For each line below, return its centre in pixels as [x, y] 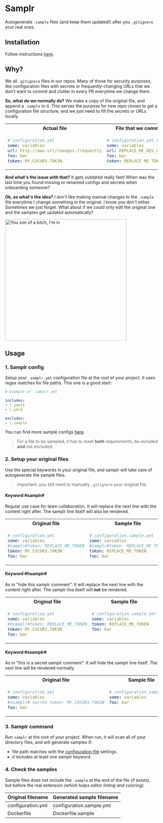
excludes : [15, 418]
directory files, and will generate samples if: [49, 742]
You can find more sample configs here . [45, 432]
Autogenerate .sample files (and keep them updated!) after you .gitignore [79, 22]
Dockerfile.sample [73, 813]
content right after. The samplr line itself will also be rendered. [67, 511]
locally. [12, 116]
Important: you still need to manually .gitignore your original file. [82, 484]
